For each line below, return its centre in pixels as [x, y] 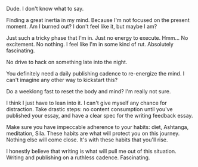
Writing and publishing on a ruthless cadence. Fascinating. [78, 157]
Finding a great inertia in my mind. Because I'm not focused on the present [98, 20]
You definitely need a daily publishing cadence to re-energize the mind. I [95, 73]
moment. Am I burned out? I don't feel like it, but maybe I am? [82, 26]
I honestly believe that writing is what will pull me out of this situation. [92, 151]
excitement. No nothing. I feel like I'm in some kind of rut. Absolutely [90, 44]
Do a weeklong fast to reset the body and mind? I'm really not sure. [89, 91]
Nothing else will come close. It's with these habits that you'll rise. [87, 140]
